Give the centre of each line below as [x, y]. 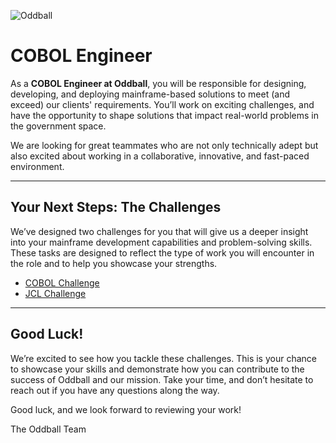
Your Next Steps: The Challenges [116, 207]
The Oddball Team [48, 429]
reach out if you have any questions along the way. [115, 390]
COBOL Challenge [62, 282]
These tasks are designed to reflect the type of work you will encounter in [162, 252]
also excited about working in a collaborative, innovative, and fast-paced [160, 156]
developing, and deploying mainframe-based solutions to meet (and [150, 94]
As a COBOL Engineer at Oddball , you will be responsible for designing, [158, 83]
